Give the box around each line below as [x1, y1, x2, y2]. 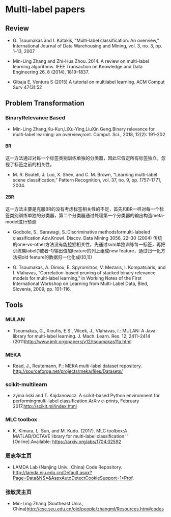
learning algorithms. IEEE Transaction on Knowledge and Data [12, 64, 143, 69]
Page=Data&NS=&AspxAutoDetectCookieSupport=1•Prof [12, 475, 133, 481]
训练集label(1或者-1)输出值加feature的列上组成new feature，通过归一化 [12, 248, 161, 254]
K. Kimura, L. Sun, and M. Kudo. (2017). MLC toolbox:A [12, 427, 127, 434]
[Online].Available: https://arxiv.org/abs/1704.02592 [12, 438, 121, 445]
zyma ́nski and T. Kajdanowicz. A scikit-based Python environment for [12, 393, 160, 399]
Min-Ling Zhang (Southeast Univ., [12, 501, 84, 507]
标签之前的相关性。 [14, 161, 54, 167]
